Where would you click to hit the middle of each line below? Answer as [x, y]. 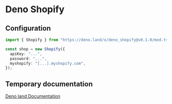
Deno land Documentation [33, 96]
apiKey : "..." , [26, 54]
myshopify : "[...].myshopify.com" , [48, 63]
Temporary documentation [49, 84]
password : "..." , [28, 59]
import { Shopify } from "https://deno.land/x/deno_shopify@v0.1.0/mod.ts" [88, 40]
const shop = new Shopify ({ [35, 49]
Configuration [28, 28]
